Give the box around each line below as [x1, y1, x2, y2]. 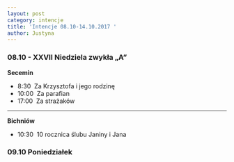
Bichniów [7, 116, 35, 125]
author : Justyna [7, 29, 54, 37]
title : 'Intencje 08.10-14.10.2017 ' [7, 23, 117, 30]
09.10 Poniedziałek [7, 147, 73, 157]
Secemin [7, 68, 33, 76]
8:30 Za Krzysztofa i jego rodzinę [17, 81, 115, 90]
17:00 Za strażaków [17, 97, 75, 105]
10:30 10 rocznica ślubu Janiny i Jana [17, 130, 127, 138]
